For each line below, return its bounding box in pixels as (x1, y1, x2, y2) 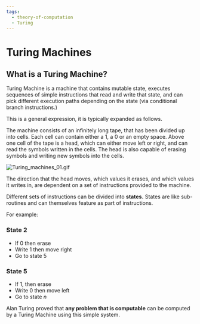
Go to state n (14, 293, 47, 300)
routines (6, 200, 27, 207)
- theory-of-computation (11, 14, 73, 20)
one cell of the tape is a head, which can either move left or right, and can (6, 139, 188, 147)
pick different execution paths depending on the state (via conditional (6, 98, 177, 105)
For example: (6, 211, 39, 218)
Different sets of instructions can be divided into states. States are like (6, 193, 180, 200)
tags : (6, 8, 20, 15)
